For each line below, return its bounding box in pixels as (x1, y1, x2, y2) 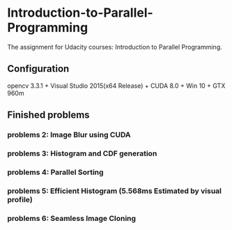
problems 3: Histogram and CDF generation (7, 148, 157, 158)
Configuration (7, 63, 70, 75)
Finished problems (7, 109, 90, 121)
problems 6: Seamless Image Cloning (7, 213, 137, 223)
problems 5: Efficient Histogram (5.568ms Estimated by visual (7, 186, 222, 196)
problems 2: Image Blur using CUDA (7, 130, 131, 140)
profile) (7, 194, 33, 204)
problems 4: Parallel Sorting (7, 167, 104, 177)
